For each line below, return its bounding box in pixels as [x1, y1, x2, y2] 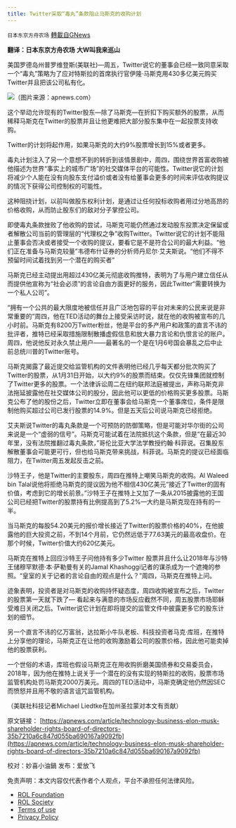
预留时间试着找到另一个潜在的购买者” [7, 255, 115, 264]
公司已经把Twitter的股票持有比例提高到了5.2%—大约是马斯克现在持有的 [7, 497, 215, 506]
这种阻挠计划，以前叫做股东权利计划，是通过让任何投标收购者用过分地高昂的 [7, 196, 229, 205]
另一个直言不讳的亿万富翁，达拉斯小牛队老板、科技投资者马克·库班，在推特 [7, 628, 225, 636]
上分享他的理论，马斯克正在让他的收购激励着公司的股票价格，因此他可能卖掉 [7, 636, 229, 644]
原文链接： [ [7, 716, 43, 725]
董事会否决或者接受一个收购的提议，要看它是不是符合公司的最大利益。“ [13, 238, 220, 246]
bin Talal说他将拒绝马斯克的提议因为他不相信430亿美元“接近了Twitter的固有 [7, 480, 226, 488]
